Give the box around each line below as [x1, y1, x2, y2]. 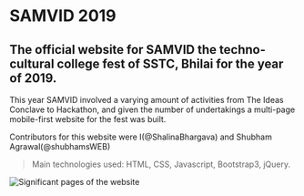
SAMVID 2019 [9, 5, 117, 26]
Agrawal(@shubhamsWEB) [9, 141, 111, 151]
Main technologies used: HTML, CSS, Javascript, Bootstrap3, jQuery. [31, 159, 291, 170]
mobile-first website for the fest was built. [9, 114, 167, 124]
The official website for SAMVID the [9, 42, 217, 57]
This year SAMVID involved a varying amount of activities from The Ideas [9, 95, 284, 105]
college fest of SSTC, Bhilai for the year [56, 56, 284, 71]
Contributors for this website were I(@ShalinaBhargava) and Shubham [9, 131, 273, 142]
